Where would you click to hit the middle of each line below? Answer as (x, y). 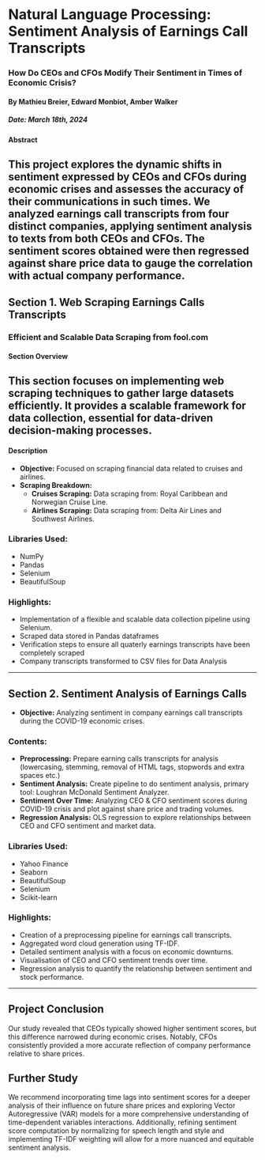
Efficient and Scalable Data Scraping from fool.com (108, 338)
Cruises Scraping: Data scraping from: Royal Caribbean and (129, 493)
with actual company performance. (97, 276)
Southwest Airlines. (63, 519)
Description (28, 450)
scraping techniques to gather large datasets (121, 393)
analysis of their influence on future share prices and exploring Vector (122, 1105)
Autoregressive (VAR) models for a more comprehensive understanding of (129, 1114)
